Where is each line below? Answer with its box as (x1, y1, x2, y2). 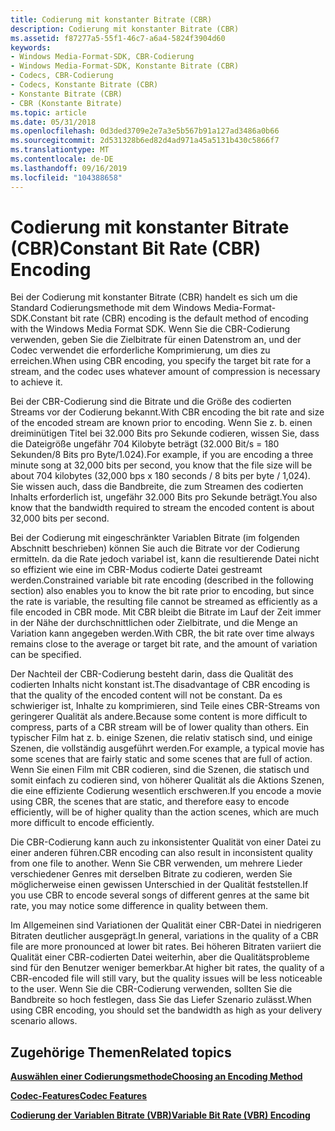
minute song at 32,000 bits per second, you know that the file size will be (10, 459, 313, 471)
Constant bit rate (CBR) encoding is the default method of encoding (29, 312, 309, 325)
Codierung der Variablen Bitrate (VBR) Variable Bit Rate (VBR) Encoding (10, 1109, 311, 1121)
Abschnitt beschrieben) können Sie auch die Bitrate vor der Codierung (10, 542, 300, 555)
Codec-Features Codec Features (10, 1090, 148, 1102)
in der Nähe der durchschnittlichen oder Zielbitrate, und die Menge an (10, 617, 298, 629)
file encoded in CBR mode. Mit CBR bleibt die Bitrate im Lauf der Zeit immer (10, 606, 322, 618)
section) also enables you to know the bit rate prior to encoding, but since (10, 585, 315, 597)
